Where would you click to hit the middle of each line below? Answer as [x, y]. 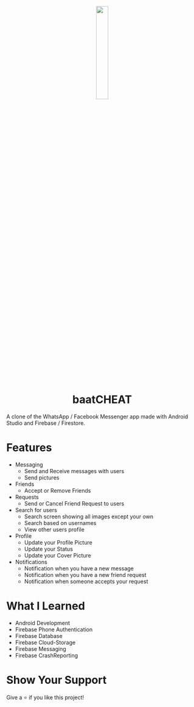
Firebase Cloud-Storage [45, 642]
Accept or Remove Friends [57, 490]
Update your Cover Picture [57, 555]
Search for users [36, 510]
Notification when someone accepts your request [86, 581]
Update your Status [48, 549]
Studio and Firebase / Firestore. [46, 423]
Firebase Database [39, 636]
